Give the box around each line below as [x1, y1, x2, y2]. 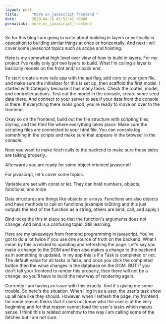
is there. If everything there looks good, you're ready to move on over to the [5, 101, 160, 107]
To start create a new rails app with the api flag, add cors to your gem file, [5, 75, 156, 81]
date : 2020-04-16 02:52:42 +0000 [5, 16, 88, 21]
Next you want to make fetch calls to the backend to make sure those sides [5, 147, 159, 153]
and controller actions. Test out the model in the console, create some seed [5, 91, 160, 97]
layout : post [5, 7, 32, 12]
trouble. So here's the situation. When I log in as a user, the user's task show [5, 288, 162, 294]
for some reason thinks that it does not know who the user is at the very [5, 299, 152, 305]
